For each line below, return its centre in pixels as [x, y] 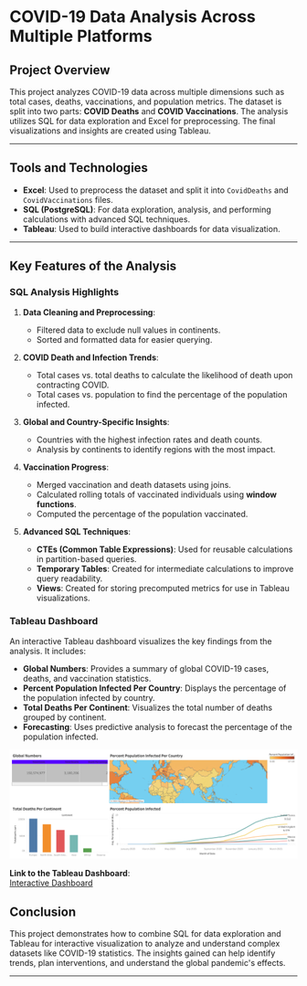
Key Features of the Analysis [93, 266]
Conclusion [43, 912]
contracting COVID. [73, 385]
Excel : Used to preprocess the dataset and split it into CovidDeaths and [156, 190]
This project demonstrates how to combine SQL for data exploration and [145, 934]
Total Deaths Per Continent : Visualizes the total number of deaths [147, 707]
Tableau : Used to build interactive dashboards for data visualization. [151, 228]
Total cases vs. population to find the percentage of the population [162, 394]
